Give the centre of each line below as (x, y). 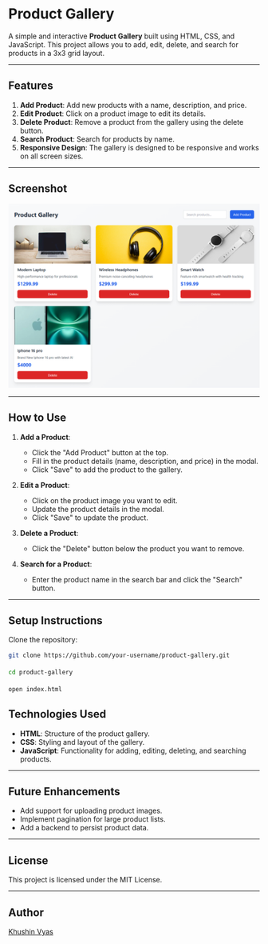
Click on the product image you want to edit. (104, 500)
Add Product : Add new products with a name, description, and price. (133, 105)
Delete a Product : (49, 533)
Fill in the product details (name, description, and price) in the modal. (145, 461)
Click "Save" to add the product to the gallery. (107, 470)
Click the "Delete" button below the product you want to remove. (138, 548)
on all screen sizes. (51, 156)
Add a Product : (45, 437)
